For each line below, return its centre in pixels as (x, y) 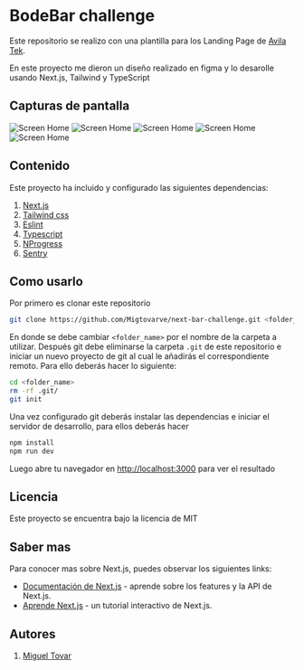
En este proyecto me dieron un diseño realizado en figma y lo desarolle (142, 68)
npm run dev (32, 451)
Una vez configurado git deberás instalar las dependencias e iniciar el (139, 416)
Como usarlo (46, 281)
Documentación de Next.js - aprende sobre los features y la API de (147, 586)
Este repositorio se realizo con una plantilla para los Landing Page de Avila (148, 41)
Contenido (40, 166)
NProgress (43, 243)
